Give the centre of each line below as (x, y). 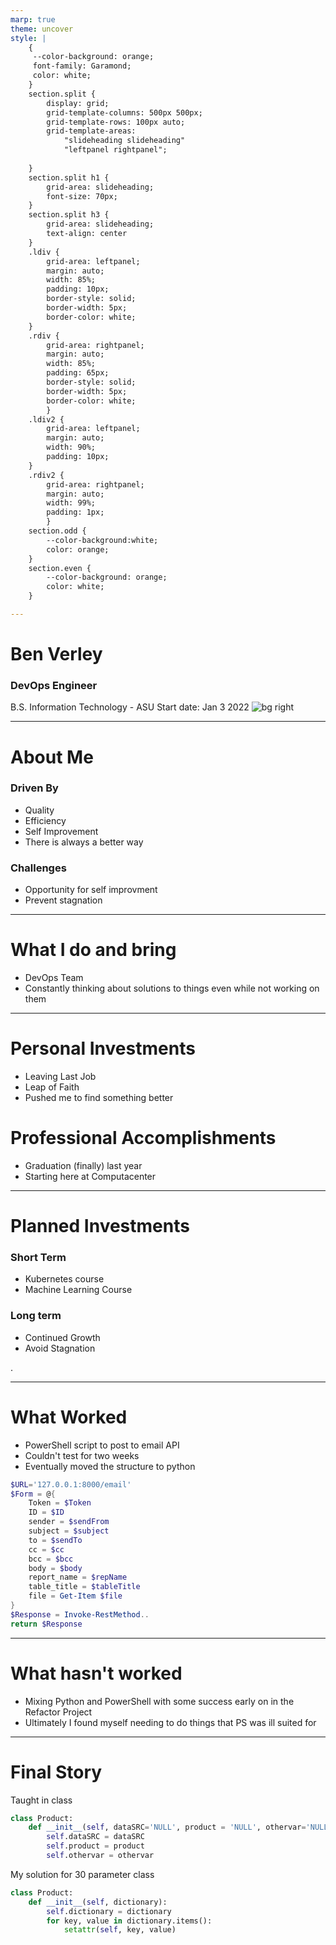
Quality (39, 810)
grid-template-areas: (91, 131)
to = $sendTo (55, 1540)
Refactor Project (58, 1712)
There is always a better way (84, 842)
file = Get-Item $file (75, 1596)
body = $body (55, 1568)
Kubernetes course (64, 1279)
